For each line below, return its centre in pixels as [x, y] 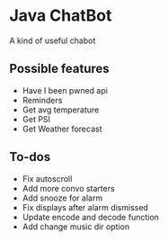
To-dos [30, 157]
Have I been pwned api [65, 90]
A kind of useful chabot [53, 40]
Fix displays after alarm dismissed [85, 207]
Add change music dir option [76, 227]
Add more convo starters [68, 188]
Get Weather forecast [62, 129]
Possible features [59, 69]
